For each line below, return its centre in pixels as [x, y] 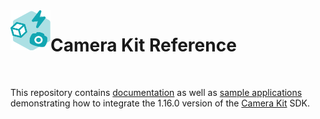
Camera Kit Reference [143, 45]
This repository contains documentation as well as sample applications [156, 92]
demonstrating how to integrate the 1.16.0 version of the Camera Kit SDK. [160, 103]
